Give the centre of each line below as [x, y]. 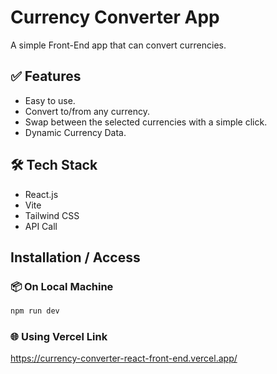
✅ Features [46, 76]
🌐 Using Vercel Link [59, 337]
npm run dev [35, 311]
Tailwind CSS [52, 215]
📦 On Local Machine [62, 286]
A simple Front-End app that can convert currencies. [118, 45]
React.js [41, 194]
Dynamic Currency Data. [75, 132]
